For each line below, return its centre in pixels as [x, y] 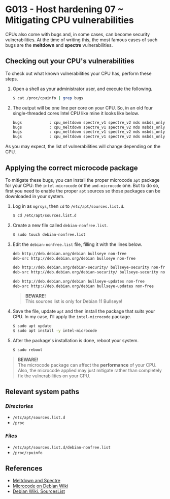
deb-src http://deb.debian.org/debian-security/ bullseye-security [85, 272]
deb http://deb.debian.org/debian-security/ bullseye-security [81, 268]
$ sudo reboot [27, 350]
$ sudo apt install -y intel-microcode [55, 330]
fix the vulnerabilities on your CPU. [54, 376]
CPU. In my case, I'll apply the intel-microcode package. [72, 316]
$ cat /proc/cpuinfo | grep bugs [48, 98]
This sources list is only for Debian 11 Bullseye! [74, 301]
